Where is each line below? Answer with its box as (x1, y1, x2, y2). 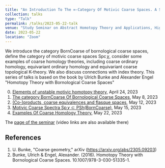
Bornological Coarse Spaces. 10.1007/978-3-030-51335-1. (12, 157, 130, 163)
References (5, 134, 41, 142)
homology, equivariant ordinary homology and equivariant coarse (5, 63, 137, 69)
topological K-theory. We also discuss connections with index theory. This (5, 69, 155, 75)
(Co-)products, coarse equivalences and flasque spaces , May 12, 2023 (12, 99, 157, 105)
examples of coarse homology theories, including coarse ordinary (5, 58, 138, 64)
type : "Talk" (5, 16, 32, 21)
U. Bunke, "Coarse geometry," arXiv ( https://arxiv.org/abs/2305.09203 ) (12, 146, 157, 152)
